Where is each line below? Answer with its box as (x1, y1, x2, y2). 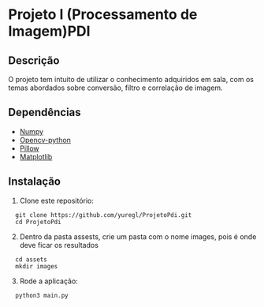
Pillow (19, 144, 39, 153)
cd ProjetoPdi (15, 218, 61, 226)
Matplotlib (19, 152, 53, 161)
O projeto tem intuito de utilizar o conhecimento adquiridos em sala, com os (8, 75, 255, 84)
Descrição (8, 54, 60, 67)
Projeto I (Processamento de (8, 6, 198, 24)
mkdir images (15, 262, 58, 270)
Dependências (8, 106, 81, 119)
